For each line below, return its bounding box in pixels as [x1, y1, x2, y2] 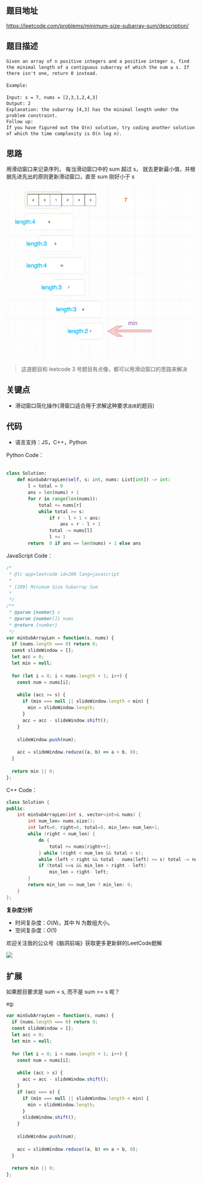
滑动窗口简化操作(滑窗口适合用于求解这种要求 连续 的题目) [14, 402, 155, 409]
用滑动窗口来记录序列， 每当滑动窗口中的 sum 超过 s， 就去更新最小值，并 [6, 165, 191, 173]
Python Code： [6, 451, 44, 458]
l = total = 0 [28, 483, 63, 490]
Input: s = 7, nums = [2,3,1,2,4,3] [6, 94, 98, 101]
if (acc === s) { [17, 1089, 61, 1095]
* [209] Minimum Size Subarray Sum [8, 584, 98, 590]
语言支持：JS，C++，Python [14, 438, 87, 446]
